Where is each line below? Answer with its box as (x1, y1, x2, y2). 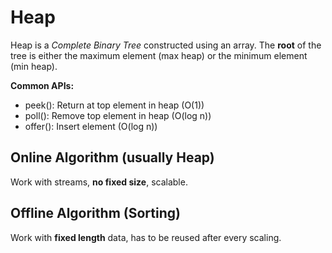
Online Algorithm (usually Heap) (10, 149, 215, 166)
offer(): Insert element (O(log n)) (24, 120, 158, 132)
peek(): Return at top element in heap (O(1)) (24, 99, 205, 111)
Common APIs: (10, 79, 75, 91)
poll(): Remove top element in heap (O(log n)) (24, 109, 212, 121)
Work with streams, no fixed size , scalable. (10, 176, 188, 188)
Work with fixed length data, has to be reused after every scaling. (10, 231, 282, 243)
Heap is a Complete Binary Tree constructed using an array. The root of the (10, 39, 322, 51)
